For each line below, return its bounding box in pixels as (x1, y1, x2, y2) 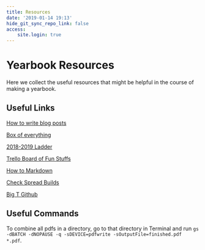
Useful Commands (6, 208, 79, 219)
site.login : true (17, 32, 62, 38)
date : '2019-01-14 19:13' (6, 15, 72, 21)
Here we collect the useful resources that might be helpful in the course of (6, 79, 194, 86)
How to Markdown (6, 166, 53, 174)
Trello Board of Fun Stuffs (6, 155, 72, 162)
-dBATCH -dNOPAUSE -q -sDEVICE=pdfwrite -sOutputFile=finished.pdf (6, 231, 182, 237)
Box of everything (6, 131, 51, 138)
